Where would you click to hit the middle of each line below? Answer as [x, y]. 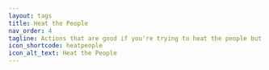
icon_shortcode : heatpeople [56, 46]
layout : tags [30, 16]
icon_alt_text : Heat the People [63, 53]
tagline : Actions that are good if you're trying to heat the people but [135, 38]
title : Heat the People [48, 23]
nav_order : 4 [30, 31]
